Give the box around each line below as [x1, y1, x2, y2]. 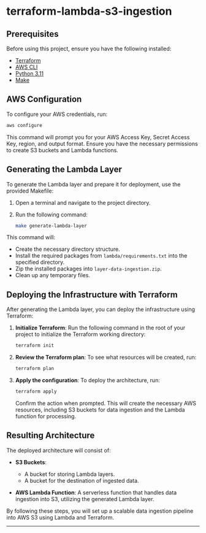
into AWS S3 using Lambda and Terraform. [6, 513, 115, 521]
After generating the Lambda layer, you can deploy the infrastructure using [6, 305, 195, 313]
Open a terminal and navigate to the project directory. [15, 199, 151, 206]
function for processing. [15, 412, 77, 420]
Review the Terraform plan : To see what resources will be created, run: [15, 354, 197, 361]
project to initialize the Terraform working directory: [15, 331, 146, 338]
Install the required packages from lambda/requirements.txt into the [15, 252, 188, 259]
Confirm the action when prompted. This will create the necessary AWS [15, 399, 196, 407]
